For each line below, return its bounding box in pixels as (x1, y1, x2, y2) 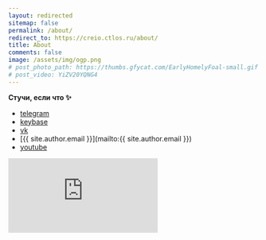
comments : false (8, 48, 62, 56)
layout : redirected (8, 11, 73, 20)
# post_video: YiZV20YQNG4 (8, 71, 98, 79)
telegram (19, 108, 49, 118)
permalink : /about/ (8, 26, 73, 34)
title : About (8, 41, 52, 49)
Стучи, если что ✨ (8, 92, 72, 102)
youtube (19, 142, 48, 152)
